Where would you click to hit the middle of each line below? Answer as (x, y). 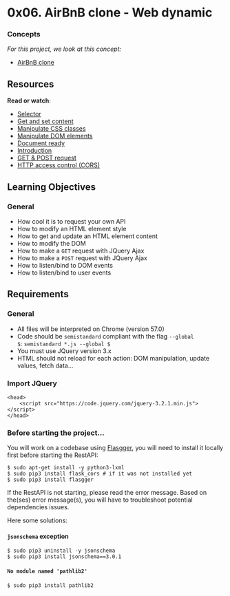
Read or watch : (29, 100)
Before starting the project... (56, 433)
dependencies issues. (38, 507)
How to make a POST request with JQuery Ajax (82, 258)
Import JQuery (32, 383)
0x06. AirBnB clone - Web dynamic (110, 13)
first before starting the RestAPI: (53, 455)
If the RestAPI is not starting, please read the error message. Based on (107, 493)
